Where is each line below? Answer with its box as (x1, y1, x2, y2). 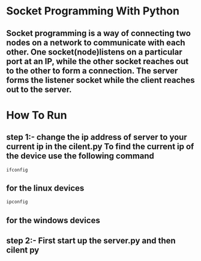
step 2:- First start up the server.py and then (6, 236, 176, 246)
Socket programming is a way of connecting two (6, 28, 191, 38)
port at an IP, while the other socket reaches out (6, 56, 189, 67)
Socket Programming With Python (6, 4, 180, 18)
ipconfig (6, 199, 28, 205)
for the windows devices (6, 215, 100, 226)
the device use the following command (6, 151, 155, 161)
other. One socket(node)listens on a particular (6, 47, 182, 57)
